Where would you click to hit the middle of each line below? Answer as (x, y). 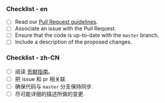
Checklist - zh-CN (33, 58)
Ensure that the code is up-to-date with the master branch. (87, 35)
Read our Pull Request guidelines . (56, 22)
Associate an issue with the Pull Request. (65, 29)
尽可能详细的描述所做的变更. (50, 94)
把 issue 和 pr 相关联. (41, 79)
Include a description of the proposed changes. (74, 42)
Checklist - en (27, 9)
